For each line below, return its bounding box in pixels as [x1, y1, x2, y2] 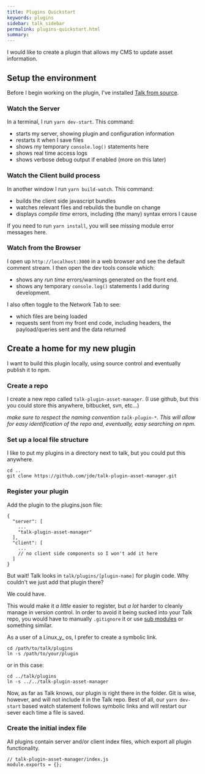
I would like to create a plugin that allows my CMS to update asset [7, 48, 173, 56]
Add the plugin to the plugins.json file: [7, 501, 103, 508]
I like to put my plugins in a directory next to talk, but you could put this [7, 449, 186, 456]
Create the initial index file [7, 724, 87, 732]
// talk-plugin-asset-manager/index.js [7, 756, 109, 762]
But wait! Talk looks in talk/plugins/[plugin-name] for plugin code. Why [7, 571, 189, 579]
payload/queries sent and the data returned [15, 326, 126, 333]
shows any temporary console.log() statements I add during [15, 282, 170, 289]
